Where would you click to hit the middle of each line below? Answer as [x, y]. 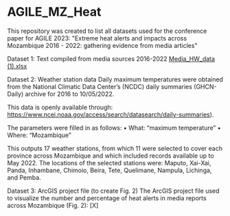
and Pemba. [24, 177]
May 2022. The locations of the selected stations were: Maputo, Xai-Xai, [109, 163]
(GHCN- [205, 86]
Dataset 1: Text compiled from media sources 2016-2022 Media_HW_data [111, 58]
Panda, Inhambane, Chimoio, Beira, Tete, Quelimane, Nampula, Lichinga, [110, 170]
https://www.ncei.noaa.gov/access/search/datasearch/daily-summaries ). [111, 115]
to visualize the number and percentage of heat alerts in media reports [107, 198]
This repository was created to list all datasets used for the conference [107, 31]
